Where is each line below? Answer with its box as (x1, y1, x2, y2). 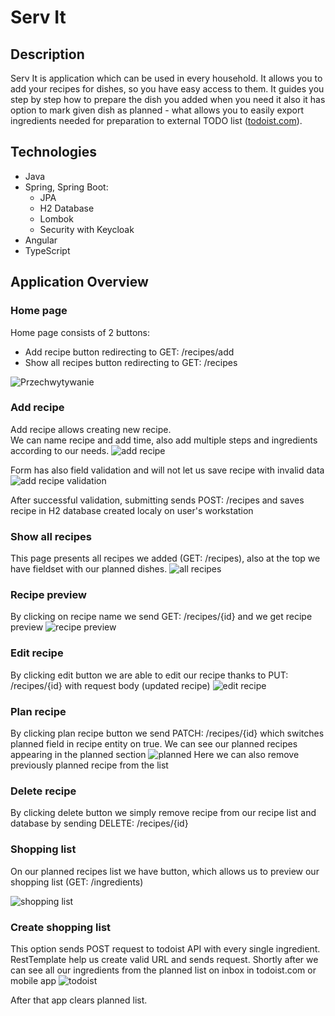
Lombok (39, 212, 74, 225)
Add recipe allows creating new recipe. (10, 423, 172, 435)
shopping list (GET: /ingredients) (10, 876, 144, 888)
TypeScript (24, 244, 71, 256)
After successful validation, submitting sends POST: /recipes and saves (10, 494, 305, 506)
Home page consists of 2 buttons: (10, 326, 150, 338)
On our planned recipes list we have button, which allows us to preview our (10, 865, 320, 877)
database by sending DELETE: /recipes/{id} (10, 817, 189, 830)
